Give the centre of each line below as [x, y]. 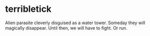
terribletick [28, 9]
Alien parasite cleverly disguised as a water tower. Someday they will [75, 23]
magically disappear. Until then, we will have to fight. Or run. [66, 28]
